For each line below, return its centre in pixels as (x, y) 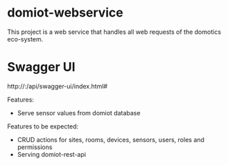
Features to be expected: (43, 126)
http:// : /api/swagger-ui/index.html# (58, 86)
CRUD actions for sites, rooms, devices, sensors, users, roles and (111, 139)
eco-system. (25, 39)
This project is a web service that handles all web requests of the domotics (114, 32)
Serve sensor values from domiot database (79, 113)
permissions (35, 147)
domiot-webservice (65, 13)
